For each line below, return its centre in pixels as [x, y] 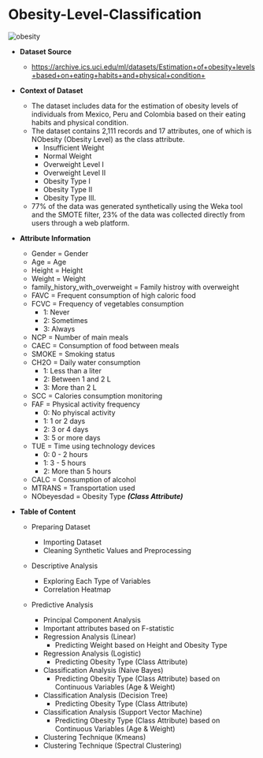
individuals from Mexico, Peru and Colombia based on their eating [139, 114]
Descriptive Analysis [65, 566]
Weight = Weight [58, 278]
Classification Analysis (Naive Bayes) [103, 670]
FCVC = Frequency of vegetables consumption [107, 303]
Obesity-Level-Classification [105, 15]
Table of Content [48, 511]
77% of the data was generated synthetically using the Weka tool [137, 206]
